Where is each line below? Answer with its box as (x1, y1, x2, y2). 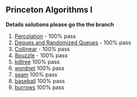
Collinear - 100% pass (14, 45, 70, 52)
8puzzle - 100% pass (14, 51, 68, 59)
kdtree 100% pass (14, 58, 60, 65)
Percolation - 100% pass (14, 33, 76, 40)
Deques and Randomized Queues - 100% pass (14, 39, 132, 46)
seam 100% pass (14, 70, 58, 78)
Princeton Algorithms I (5, 5, 93, 15)
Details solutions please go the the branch (5, 20, 115, 28)
